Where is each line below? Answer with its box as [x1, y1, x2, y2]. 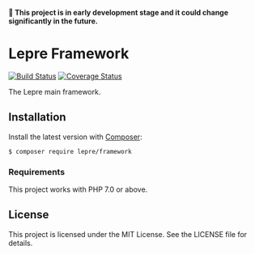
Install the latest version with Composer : [8, 132, 143, 142]
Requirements [8, 166, 66, 177]
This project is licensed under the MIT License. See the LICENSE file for [8, 229, 248, 239]
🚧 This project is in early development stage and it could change [8, 8, 229, 17]
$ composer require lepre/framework [8, 147, 132, 155]
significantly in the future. [8, 16, 99, 26]
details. [8, 238, 33, 248]
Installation [8, 110, 66, 125]
